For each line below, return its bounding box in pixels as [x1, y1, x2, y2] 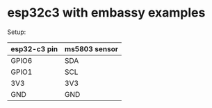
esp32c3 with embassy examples [7, 5, 206, 21]
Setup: [7, 28, 26, 36]
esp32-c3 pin [10, 44, 58, 53]
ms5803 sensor [65, 44, 119, 53]
